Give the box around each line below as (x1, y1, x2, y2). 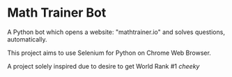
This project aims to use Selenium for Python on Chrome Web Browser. (7, 49, 211, 57)
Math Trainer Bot (7, 5, 107, 21)
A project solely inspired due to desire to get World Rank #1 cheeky (7, 62, 200, 70)
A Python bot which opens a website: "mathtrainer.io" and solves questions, (7, 28, 225, 36)
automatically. (7, 35, 47, 43)
